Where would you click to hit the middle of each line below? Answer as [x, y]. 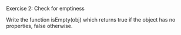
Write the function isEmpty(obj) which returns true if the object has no [91, 20]
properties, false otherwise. [39, 26]
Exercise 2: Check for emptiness [46, 8]
